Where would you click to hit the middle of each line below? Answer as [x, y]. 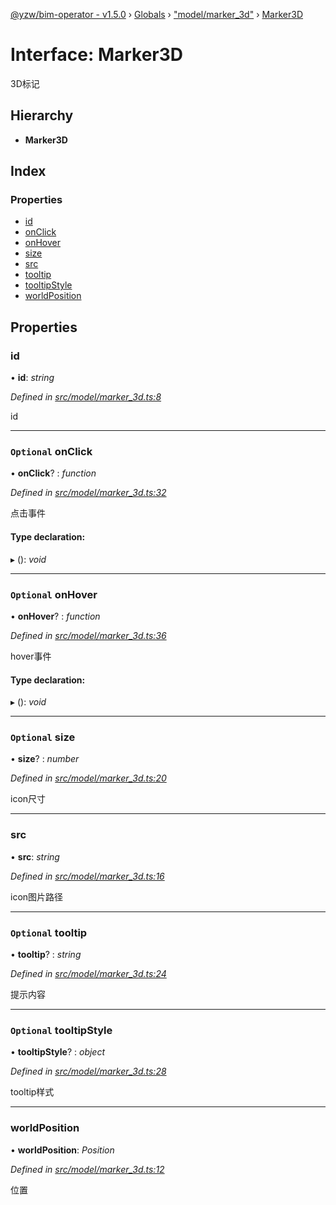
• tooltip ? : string [46, 955]
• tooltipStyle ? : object [58, 1052]
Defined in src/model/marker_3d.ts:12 [87, 1169]
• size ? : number [45, 759]
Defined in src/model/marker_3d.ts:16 [87, 876]
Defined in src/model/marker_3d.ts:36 [88, 635]
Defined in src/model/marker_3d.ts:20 [88, 778]
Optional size [43, 737]
